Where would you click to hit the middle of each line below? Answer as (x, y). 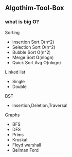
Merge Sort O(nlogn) (33, 57)
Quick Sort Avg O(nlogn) (36, 62)
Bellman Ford (25, 150)
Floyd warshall (27, 145)
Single (18, 81)
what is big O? (22, 22)
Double (19, 87)
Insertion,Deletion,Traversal (40, 105)
